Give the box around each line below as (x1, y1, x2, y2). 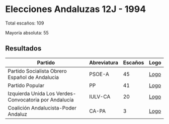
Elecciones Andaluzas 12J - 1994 (5, 3, 146, 15)
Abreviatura (89, 59, 118, 66)
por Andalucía (41, 96, 74, 103)
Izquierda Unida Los (8, 90, 55, 97)
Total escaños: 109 (5, 20, 44, 26)
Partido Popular (8, 81, 45, 88)
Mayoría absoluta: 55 (5, 29, 49, 35)
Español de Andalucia (8, 73, 59, 80)
